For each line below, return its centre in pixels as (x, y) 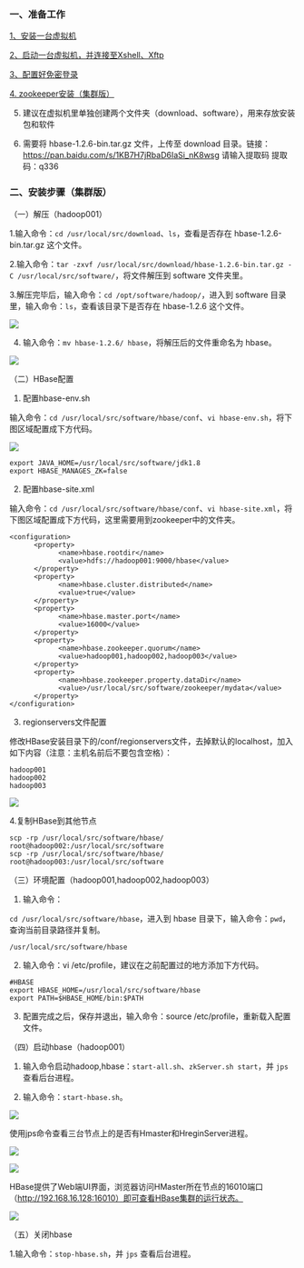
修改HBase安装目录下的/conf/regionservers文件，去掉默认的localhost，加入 (151, 741)
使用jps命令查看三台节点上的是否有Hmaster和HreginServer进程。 (131, 1133)
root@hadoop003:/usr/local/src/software (87, 862)
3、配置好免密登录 (44, 75)
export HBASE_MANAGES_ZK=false (69, 471)
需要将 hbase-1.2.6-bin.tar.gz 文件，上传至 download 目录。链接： (146, 144)
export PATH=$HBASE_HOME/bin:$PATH (77, 998)
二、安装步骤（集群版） (60, 193)
